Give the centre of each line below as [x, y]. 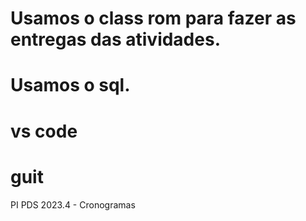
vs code [44, 131]
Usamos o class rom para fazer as [153, 18]
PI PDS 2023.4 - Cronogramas [73, 204]
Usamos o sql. [70, 85]
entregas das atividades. [115, 39]
